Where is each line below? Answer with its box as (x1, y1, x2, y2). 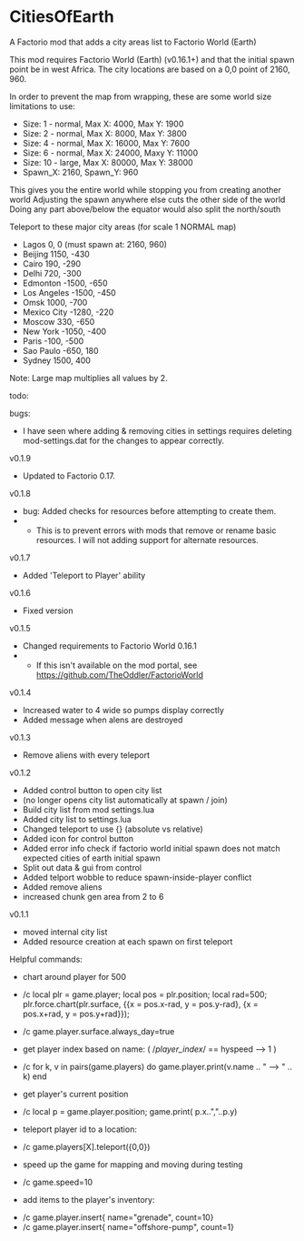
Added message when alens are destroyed (22, 714, 183, 725)
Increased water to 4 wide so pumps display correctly (22, 704, 224, 715)
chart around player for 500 (22, 971, 127, 982)
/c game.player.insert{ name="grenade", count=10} (22, 1212, 214, 1223)
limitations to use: (9, 100, 75, 111)
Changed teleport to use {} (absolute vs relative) (22, 823, 204, 834)
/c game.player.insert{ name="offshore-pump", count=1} (22, 1221, 234, 1232)
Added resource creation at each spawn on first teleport (22, 935, 233, 947)
